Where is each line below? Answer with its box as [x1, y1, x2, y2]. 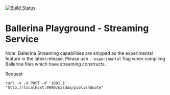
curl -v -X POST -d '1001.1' [5, 80, 67, 86]
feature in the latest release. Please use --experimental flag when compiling [5, 55, 165, 61]
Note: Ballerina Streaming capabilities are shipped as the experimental [5, 50, 153, 56]
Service [5, 34, 39, 45]
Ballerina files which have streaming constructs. [5, 61, 106, 67]
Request [5, 71, 23, 77]
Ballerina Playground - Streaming [5, 23, 149, 34]
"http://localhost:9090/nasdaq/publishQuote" [5, 85, 104, 90]
